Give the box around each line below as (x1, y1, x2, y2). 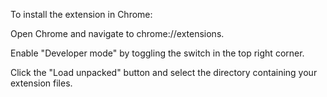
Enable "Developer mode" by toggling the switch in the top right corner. (10, 47, 305, 59)
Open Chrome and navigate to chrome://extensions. (10, 28, 225, 39)
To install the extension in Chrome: (10, 9, 153, 20)
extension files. (10, 77, 73, 89)
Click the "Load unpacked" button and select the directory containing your (10, 67, 318, 78)
